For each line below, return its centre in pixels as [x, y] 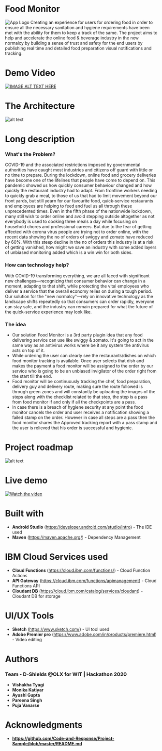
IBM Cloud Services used [57, 557]
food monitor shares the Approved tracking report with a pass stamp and [85, 422]
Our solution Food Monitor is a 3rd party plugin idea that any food [77, 335]
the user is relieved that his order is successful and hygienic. [72, 428]
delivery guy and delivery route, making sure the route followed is [77, 386]
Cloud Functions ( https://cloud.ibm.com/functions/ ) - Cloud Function [81, 570]
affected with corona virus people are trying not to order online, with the [77, 232]
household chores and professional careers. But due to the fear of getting [78, 227]
